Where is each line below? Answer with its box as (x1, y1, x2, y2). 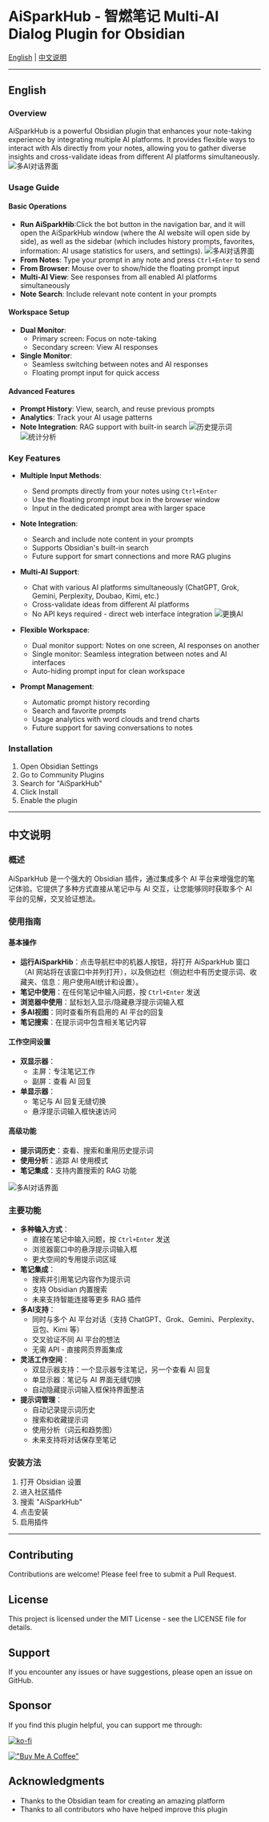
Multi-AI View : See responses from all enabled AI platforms (19, 272, 218, 282)
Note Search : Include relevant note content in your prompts (19, 289, 218, 298)
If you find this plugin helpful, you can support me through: (8, 1720, 203, 1730)
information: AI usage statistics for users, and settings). (19, 246, 203, 255)
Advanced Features (8, 386, 75, 396)
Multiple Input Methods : (19, 471, 102, 481)
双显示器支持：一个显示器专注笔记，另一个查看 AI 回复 (31, 1365, 211, 1374)
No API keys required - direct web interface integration (31, 609, 213, 619)
